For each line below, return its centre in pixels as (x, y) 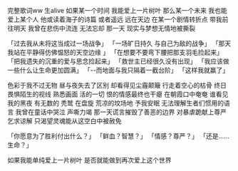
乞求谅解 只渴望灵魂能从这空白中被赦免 (64, 121)
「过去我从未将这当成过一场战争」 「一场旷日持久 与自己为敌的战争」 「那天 (119, 43)
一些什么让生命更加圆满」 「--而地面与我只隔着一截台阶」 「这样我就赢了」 (118, 70)
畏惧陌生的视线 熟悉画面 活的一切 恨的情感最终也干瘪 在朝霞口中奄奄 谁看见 (118, 94)
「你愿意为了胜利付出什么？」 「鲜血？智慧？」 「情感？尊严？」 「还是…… (119, 136)
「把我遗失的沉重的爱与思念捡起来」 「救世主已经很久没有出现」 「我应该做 (118, 61)
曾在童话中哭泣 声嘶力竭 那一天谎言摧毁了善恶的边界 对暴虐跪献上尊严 (124, 112)
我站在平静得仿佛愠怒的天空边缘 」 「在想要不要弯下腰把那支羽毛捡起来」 (115, 52)
